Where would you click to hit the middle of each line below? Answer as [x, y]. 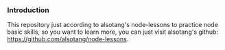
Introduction [28, 10]
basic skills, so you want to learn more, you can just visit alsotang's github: [113, 32]
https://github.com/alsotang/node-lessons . [68, 39]
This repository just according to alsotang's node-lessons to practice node [113, 25]
